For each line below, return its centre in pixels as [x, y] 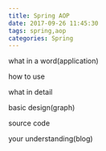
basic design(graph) [42, 108]
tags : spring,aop [37, 31]
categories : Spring [41, 38]
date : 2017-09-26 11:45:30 [53, 23]
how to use [27, 76]
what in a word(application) [53, 61]
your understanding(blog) [51, 139]
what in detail [31, 92]
